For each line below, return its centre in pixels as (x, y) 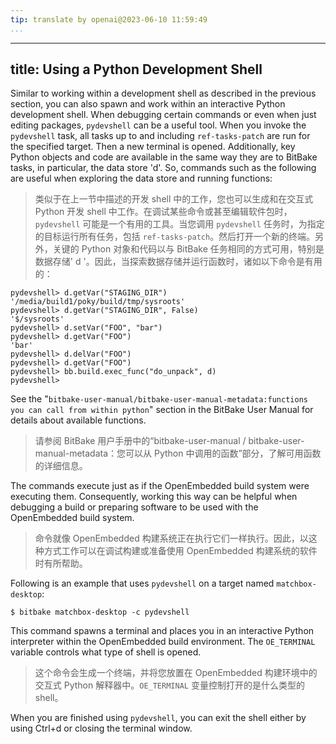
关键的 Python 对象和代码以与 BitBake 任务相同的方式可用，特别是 (188, 249)
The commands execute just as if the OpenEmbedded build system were (160, 486)
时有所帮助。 (61, 563)
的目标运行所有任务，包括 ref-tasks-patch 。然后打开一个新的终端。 (175, 237)
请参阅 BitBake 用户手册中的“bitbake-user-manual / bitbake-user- (169, 441)
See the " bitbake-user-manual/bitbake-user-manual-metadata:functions (159, 399)
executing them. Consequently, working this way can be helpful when (154, 497)
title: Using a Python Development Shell (136, 69)
